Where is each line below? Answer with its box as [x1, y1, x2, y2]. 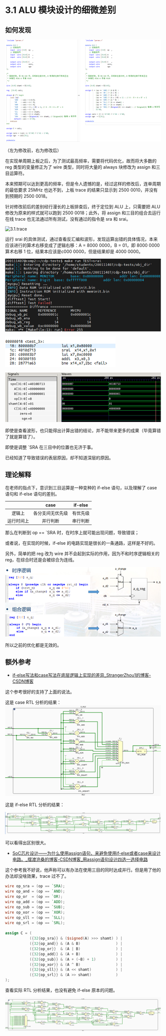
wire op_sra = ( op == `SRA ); [5, 884, 65, 889]
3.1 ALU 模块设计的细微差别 [5, 4, 116, 16]
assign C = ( [5, 931, 32, 936]
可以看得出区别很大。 [5, 840, 48, 846]
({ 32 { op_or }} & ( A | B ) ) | [29, 946, 123, 951]
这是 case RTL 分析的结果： [5, 699, 62, 705]
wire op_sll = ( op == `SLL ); [5, 915, 65, 920]
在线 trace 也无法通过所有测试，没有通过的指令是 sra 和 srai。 [5, 216, 131, 222]
